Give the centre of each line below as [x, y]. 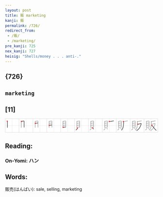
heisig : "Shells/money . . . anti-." [43, 56]
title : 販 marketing [25, 15]
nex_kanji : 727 [20, 51]
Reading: [19, 146]
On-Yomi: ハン [22, 161]
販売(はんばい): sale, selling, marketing [44, 189]
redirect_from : [20, 31]
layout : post [18, 10]
